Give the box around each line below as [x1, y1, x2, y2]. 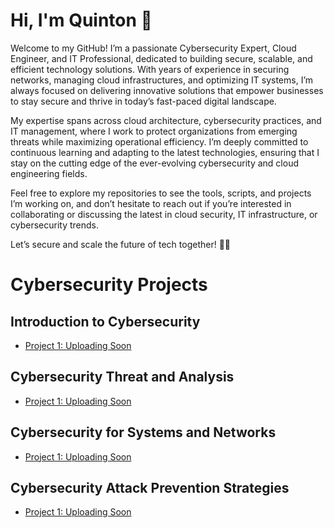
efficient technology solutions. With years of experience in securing [10, 63, 290, 75]
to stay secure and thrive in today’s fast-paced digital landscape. [10, 95, 277, 107]
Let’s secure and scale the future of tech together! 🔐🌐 [10, 238, 232, 250]
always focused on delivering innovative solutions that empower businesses [10, 84, 324, 96]
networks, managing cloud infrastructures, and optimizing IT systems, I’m [10, 74, 314, 86]
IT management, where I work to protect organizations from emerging [10, 125, 298, 137]
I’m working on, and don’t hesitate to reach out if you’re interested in [10, 197, 292, 209]
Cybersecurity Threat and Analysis [10, 369, 235, 386]
